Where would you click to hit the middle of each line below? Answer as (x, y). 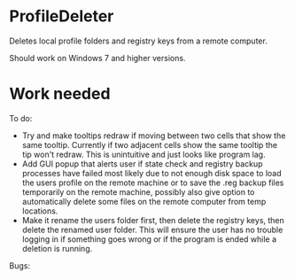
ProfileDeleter (62, 16)
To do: (21, 118)
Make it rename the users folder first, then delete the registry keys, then (153, 220)
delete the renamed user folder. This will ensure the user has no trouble (152, 229)
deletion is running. (57, 248)
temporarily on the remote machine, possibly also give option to (138, 191)
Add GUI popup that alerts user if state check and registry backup (142, 163)
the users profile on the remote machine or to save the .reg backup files (153, 183)
